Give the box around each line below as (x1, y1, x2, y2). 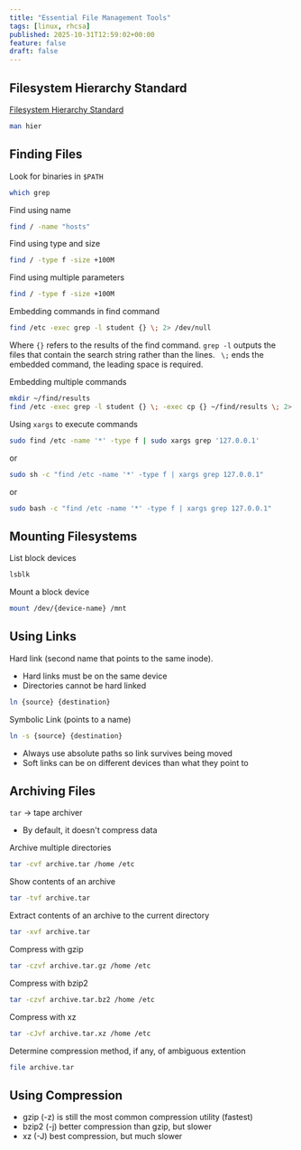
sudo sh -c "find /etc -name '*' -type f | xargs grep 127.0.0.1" (9, 470, 264, 479)
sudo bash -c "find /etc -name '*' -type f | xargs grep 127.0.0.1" (9, 503, 272, 513)
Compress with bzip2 (9, 977, 88, 988)
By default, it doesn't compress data (22, 825, 158, 836)
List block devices (9, 553, 77, 564)
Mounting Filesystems (9, 528, 138, 544)
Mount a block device (9, 586, 90, 597)
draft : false (9, 47, 59, 56)
